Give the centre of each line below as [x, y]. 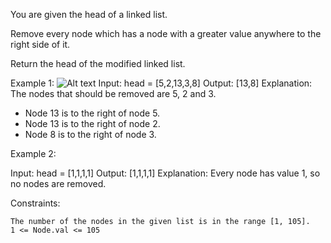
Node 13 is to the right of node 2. [92, 123]
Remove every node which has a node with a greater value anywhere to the [166, 33]
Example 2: [33, 153]
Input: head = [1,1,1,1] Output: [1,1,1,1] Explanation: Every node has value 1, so [165, 173]
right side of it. [40, 44]
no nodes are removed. [58, 183]
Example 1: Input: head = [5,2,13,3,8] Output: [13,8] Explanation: [161, 83]
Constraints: [35, 203]
